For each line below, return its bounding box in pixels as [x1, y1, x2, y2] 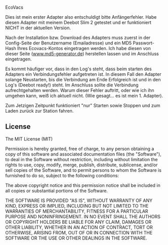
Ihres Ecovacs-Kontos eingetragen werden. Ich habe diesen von [17, 45, 151, 51]
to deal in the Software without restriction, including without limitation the [5, 156, 158, 162]
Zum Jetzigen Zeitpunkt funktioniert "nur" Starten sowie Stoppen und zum [5, 103, 160, 108]
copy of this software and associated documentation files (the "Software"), [5, 151, 162, 157]
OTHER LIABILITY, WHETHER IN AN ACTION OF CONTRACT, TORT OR [5, 224, 153, 230]
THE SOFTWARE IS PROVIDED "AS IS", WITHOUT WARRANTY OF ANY [5, 197, 153, 204]
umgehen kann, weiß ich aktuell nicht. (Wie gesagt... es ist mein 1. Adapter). [5, 93, 163, 99]
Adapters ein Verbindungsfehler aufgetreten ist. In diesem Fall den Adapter [5, 71, 161, 77]
